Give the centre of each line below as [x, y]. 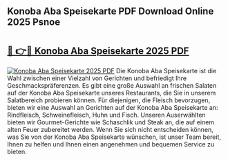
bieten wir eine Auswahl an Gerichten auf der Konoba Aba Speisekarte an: [113, 107]
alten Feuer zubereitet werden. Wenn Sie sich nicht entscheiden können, [111, 130]
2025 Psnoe [34, 22]
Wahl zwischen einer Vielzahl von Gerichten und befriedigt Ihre [97, 78]
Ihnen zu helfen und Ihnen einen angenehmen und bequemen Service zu [111, 144]
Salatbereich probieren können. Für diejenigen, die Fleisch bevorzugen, [109, 100]
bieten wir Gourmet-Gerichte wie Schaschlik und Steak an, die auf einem [111, 122]
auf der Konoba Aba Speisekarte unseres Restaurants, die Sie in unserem [112, 93]
